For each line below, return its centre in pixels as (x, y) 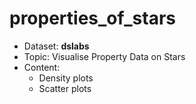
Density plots (66, 78)
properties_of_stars (93, 18)
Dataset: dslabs (56, 46)
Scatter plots (65, 88)
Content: (42, 67)
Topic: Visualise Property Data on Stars (104, 56)
